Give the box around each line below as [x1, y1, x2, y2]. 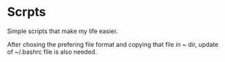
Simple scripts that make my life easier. [7, 27, 118, 35]
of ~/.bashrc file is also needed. [7, 48, 98, 56]
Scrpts [7, 4, 46, 20]
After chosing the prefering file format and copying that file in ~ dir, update [7, 40, 219, 48]
